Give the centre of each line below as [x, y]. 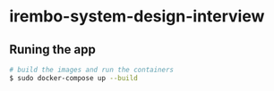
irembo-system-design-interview [137, 17]
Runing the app [52, 50]
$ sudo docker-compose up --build [74, 78]
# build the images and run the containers [92, 70]
